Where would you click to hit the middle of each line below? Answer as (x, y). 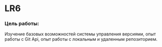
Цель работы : (22, 24)
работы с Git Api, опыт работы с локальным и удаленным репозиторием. (81, 39)
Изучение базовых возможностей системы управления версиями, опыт (80, 34)
